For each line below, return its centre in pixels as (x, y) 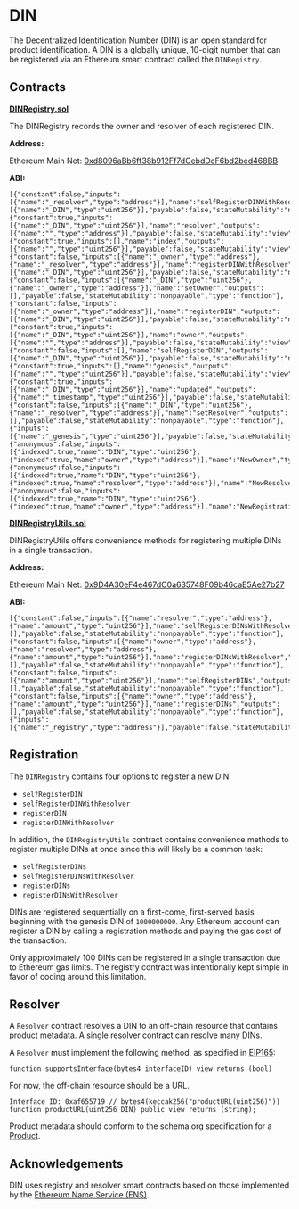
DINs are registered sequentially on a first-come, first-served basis (132, 912)
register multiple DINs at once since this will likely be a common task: (136, 849)
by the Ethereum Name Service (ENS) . (79, 1195)
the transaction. (38, 940)
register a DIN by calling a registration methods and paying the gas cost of (145, 931)
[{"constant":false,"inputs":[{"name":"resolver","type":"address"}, (141, 618)
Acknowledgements (66, 1164)
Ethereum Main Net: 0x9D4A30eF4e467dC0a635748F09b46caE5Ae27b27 (147, 584)
